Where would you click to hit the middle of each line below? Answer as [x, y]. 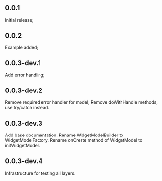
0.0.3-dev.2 [24, 90]
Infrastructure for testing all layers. [40, 173]
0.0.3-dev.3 [24, 123]
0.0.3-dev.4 [24, 161]
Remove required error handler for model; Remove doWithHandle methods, [81, 102]
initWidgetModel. [22, 146]
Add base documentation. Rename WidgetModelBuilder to [64, 135]
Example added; [22, 47]
